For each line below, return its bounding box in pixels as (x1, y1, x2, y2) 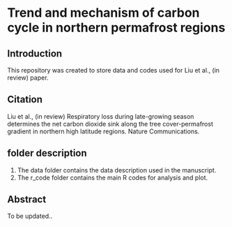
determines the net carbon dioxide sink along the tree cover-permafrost (7, 119, 214, 128)
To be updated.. (7, 212, 53, 221)
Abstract (7, 193, 47, 205)
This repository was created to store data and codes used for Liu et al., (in (7, 66, 220, 74)
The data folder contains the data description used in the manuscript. (17, 166, 217, 174)
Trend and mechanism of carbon (7, 5, 200, 21)
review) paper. (7, 73, 49, 82)
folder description (7, 147, 87, 159)
